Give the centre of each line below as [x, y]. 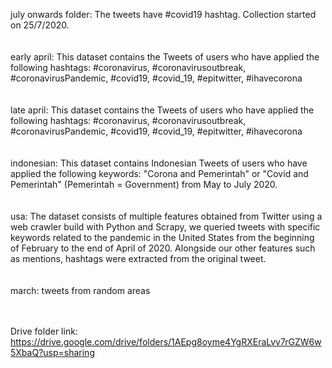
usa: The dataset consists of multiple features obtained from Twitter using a [166, 216]
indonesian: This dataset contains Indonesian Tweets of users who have [159, 163]
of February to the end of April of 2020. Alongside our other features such [163, 248]
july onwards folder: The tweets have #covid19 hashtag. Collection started [163, 14]
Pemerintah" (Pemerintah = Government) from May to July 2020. [144, 184]
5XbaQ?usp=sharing [52, 352]
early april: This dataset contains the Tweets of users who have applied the [165, 57]
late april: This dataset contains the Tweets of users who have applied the [162, 110]
